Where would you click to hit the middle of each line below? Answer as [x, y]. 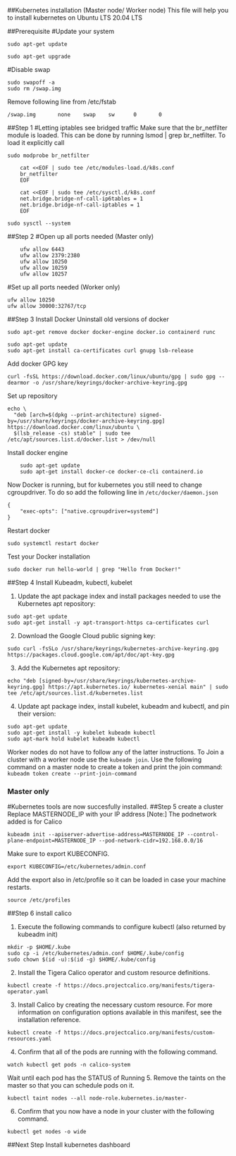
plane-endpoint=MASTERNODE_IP [52, 841]
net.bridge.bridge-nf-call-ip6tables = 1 [81, 199]
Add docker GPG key [38, 363]
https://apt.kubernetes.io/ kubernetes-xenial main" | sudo [138, 687]
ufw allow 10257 [44, 274]
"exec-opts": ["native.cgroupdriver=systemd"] [89, 511]
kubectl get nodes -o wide [47, 1132]
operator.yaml [28, 992]
